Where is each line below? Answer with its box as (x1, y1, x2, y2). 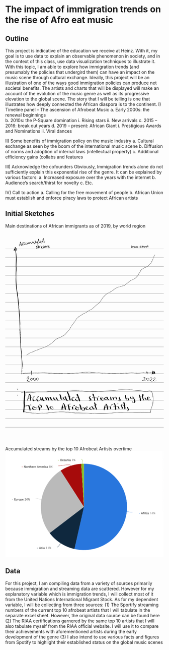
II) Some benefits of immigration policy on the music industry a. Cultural (5, 138, 154, 144)
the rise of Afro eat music (5, 14, 114, 26)
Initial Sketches (5, 209, 55, 218)
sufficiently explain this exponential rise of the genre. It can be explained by (5, 169, 162, 175)
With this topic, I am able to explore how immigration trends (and (5, 64, 139, 70)
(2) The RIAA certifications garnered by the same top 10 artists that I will (5, 618, 155, 624)
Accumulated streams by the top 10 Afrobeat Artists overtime (5, 445, 132, 452)
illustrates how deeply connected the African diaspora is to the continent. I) (5, 101, 161, 107)
